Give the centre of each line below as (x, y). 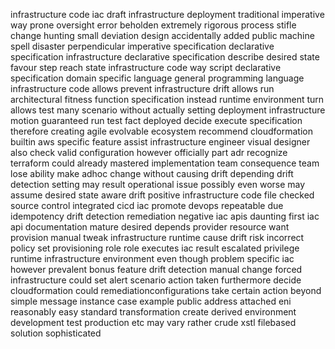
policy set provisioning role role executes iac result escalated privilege (155, 248)
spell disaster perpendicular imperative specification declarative (142, 46)
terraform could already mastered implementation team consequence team (165, 163)
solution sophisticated (56, 333)
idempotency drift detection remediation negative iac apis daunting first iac (165, 216)
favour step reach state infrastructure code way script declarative (146, 67)
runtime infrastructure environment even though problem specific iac (152, 258)
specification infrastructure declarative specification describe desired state (165, 57)
